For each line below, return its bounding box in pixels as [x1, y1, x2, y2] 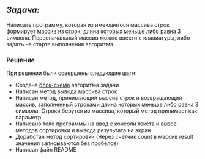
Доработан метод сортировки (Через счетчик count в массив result [15, 133, 194, 141]
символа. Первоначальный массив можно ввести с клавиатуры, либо [6, 34, 190, 41]
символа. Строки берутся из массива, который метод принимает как [15, 107, 198, 115]
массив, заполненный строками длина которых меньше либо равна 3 [15, 101, 199, 108]
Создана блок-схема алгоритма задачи [15, 82, 119, 89]
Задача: [6, 5, 40, 15]
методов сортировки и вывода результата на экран [15, 127, 151, 134]
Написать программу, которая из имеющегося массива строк [6, 21, 170, 28]
